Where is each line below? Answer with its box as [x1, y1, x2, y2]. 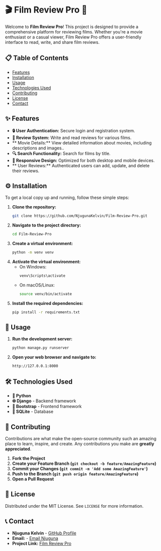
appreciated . [5, 446, 32, 452]
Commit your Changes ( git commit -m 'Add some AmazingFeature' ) [12, 465, 148, 471]
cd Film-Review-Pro [12, 232, 52, 237]
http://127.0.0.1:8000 [12, 364, 58, 369]
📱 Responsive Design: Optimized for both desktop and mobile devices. [12, 157, 155, 163]
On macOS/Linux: [19, 282, 55, 288]
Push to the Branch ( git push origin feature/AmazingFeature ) [12, 471, 139, 477]
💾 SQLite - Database [12, 409, 54, 414]
